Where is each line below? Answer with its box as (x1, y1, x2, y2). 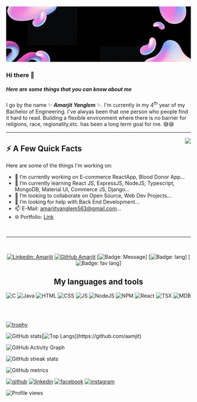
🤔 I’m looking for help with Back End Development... (14, 198, 140, 205)
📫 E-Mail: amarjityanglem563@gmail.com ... (14, 205, 121, 212)
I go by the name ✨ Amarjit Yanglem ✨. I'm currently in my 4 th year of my (6, 100, 185, 109)
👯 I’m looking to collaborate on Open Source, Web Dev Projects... (14, 192, 172, 200)
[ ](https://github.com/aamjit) (42, 333, 142, 340)
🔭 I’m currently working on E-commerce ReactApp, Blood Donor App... (14, 174, 185, 181)
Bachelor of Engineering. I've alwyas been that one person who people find (6, 108, 188, 115)
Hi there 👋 (6, 71, 35, 79)
